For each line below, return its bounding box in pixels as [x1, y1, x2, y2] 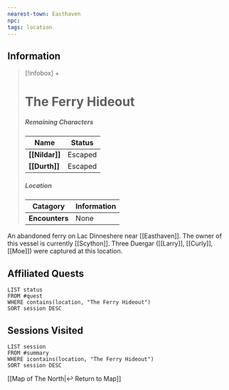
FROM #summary [7, 349, 50, 357]
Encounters [28, 214, 69, 223]
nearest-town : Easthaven [7, 10, 81, 18]
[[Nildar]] [28, 150, 61, 160]
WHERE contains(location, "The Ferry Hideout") [7, 299, 151, 306]
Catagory [32, 201, 65, 211]
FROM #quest [7, 292, 43, 300]
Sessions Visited [7, 325, 84, 337]
